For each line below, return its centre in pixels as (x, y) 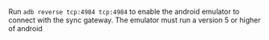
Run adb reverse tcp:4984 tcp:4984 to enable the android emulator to (124, 12)
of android (25, 28)
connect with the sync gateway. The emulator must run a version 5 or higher (134, 20)
